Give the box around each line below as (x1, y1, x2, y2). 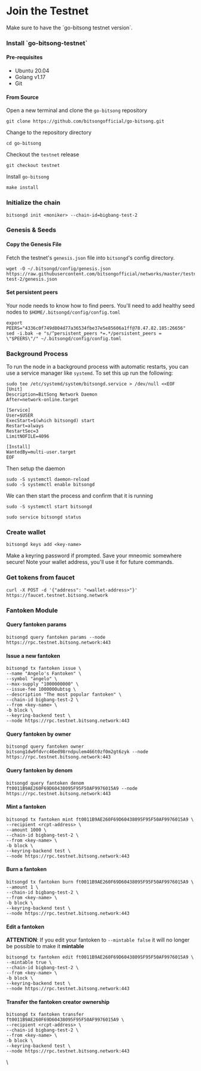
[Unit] (6, 386, 23, 393)
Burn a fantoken (6, 866, 47, 873)
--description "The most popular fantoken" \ (6, 691, 121, 698)
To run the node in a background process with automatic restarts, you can (6, 363, 189, 371)
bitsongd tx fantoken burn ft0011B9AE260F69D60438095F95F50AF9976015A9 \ (6, 879, 194, 885)
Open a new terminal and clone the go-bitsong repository (6, 107, 148, 114)
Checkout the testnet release (6, 151, 80, 158)
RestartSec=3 (6, 428, 39, 435)
